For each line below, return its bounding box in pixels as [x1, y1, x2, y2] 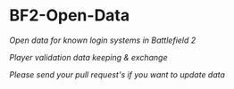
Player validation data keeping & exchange [9, 52, 168, 62]
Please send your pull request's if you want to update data [9, 69, 226, 80]
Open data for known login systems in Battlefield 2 [9, 35, 196, 45]
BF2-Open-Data [9, 5, 130, 26]
